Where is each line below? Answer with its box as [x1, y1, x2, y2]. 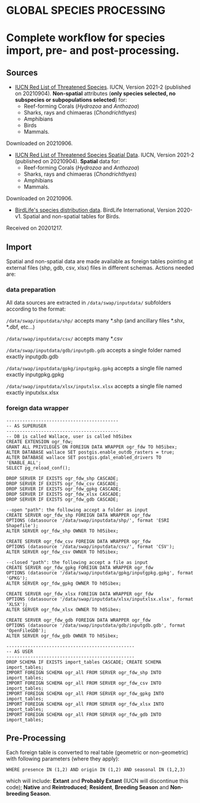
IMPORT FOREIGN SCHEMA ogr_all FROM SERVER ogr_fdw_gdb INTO [6, 711, 162, 717]
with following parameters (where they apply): [6, 755, 119, 762]
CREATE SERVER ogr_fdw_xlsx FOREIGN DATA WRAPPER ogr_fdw [6, 591, 153, 597]
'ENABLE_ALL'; [6, 459, 42, 465]
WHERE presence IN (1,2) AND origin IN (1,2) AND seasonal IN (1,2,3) [6, 767, 186, 773]
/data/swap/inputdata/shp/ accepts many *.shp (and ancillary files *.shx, [6, 317, 185, 324]
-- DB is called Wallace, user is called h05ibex [6, 433, 133, 440]
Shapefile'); [6, 522, 39, 528]
